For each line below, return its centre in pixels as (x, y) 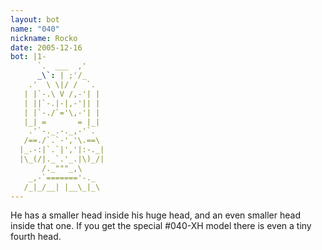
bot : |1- (28, 57)
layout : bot (35, 19)
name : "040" (35, 29)
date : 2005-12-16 (46, 47)
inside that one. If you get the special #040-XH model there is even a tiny (161, 226)
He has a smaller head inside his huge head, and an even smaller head (155, 215)
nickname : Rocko (44, 38)
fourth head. (36, 237)
